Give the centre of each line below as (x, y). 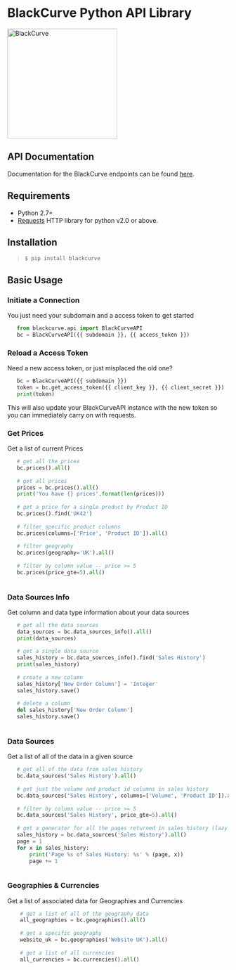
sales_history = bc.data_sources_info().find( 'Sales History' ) (111, 658)
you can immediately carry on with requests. (72, 415)
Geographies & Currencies (53, 886)
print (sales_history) (48, 665)
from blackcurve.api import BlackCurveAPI (79, 328)
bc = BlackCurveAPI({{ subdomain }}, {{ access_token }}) (103, 335)
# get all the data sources (58, 625)
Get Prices (26, 433)
